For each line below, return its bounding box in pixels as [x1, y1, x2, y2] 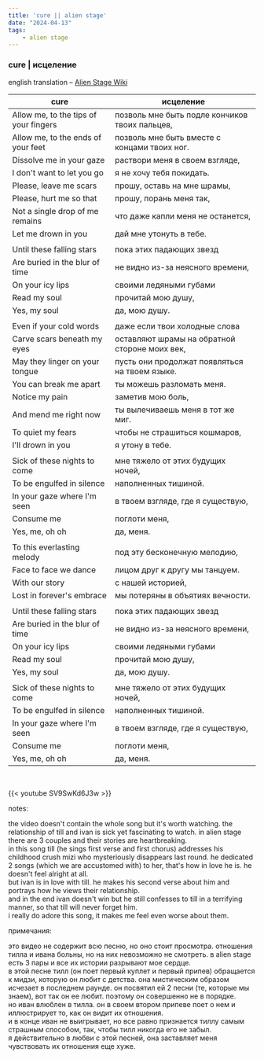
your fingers [12, 119, 57, 130]
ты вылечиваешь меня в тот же [115, 404, 235, 415]
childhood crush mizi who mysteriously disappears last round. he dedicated [8, 852, 254, 862]
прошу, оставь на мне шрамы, [115, 180, 231, 191]
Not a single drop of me [12, 205, 99, 216]
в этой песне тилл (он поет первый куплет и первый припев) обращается [8, 966, 255, 976]
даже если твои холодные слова [115, 320, 240, 331]
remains [12, 215, 42, 226]
